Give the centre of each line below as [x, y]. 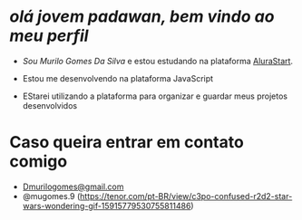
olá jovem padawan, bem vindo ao [142, 17]
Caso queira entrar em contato [127, 143]
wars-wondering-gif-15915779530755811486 [107, 206]
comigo [39, 162]
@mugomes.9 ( [51, 196]
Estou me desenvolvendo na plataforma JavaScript [118, 78]
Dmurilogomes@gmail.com [73, 187]
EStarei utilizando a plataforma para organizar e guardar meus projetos [155, 96]
